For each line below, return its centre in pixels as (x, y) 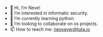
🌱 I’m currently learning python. (42, 18)
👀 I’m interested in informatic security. (49, 13)
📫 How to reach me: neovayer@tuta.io (50, 29)
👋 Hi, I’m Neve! (25, 8)
